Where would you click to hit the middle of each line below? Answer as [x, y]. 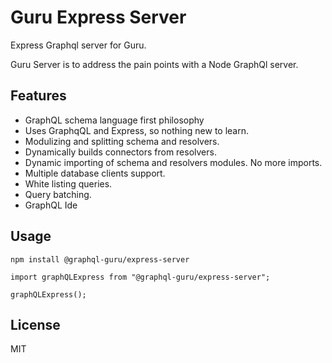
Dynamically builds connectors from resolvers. [120, 152]
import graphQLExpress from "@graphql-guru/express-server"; [140, 277]
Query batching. [58, 194]
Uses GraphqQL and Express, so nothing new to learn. [137, 130]
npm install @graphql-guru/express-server [100, 259]
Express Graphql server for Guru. [78, 45]
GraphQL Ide [51, 205]
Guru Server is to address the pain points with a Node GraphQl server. [154, 64]
